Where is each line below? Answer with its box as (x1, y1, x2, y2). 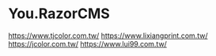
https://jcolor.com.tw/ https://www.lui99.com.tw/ (8, 39, 168, 48)
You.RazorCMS (8, 5, 111, 23)
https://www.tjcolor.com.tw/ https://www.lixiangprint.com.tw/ (8, 31, 208, 40)
